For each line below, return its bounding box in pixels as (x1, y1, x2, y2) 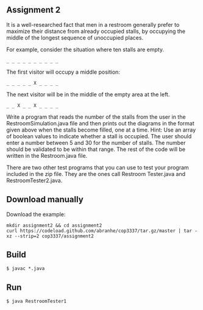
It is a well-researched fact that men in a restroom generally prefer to (6, 21, 180, 28)
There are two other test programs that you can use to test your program (6, 164, 189, 171)
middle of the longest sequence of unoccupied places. (6, 33, 144, 41)
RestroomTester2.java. (6, 177, 63, 184)
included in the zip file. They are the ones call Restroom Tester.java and (6, 170, 186, 177)
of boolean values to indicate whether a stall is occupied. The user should (6, 132, 192, 139)
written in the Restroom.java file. (6, 152, 88, 159)
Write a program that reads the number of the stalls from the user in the (6, 113, 186, 121)
